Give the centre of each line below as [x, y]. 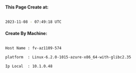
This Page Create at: [27, 7]
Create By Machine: [26, 33]
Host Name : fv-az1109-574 [33, 48]
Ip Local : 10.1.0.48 [29, 66]
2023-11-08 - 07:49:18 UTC [33, 22]
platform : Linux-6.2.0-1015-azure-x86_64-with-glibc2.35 [68, 57]
